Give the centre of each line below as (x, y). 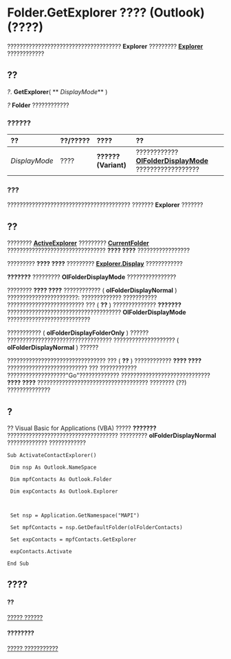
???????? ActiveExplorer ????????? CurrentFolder (78, 243)
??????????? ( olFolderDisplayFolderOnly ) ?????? (78, 333)
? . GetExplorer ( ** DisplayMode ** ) (57, 91)
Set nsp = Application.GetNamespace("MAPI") (75, 515)
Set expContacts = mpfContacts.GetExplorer (73, 539)
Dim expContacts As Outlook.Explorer (64, 491)
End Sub (18, 563)
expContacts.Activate (41, 551)
